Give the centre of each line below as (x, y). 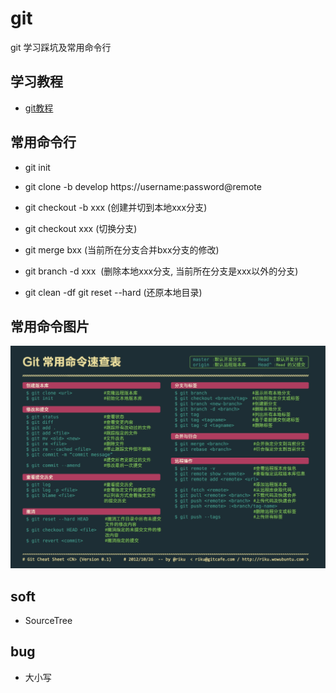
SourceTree (48, 621)
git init (37, 167)
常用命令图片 (50, 326)
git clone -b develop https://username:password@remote (143, 186)
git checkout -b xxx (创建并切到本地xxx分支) (116, 207)
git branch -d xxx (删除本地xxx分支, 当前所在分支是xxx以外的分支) (161, 271)
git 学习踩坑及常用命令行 (61, 47)
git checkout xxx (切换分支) (81, 228)
